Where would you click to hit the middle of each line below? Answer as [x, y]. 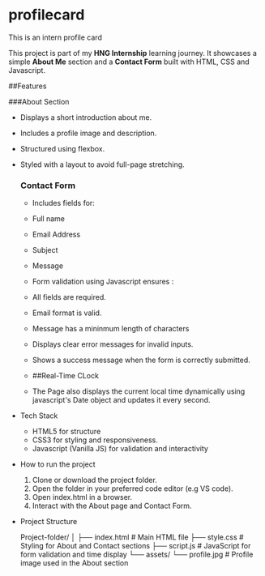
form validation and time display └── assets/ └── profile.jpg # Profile [137, 555]
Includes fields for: [63, 203]
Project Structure [49, 522]
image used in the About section [74, 563]
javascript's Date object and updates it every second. [121, 400]
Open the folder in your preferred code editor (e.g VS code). [132, 489]
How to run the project [58, 464]
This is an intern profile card [56, 37]
